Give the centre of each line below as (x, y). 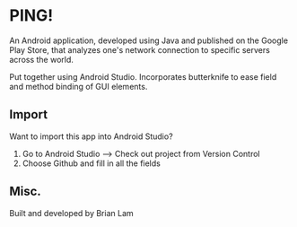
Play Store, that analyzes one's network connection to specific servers (140, 49)
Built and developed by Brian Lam (72, 213)
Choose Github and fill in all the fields (92, 163)
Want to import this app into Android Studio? (91, 136)
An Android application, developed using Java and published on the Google (149, 40)
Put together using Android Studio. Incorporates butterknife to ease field (143, 76)
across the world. (42, 59)
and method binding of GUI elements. (79, 86)
